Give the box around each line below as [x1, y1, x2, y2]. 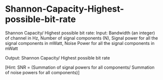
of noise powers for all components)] [5, 69, 80, 75]
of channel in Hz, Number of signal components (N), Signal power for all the [5, 35, 158, 41]
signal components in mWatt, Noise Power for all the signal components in [5, 40, 155, 46]
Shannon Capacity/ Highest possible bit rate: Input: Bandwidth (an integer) [5, 30, 155, 36]
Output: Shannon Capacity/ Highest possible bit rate [5, 55, 110, 60]
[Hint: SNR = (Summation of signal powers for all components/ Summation [5, 64, 155, 70]
